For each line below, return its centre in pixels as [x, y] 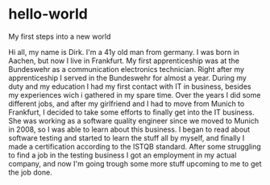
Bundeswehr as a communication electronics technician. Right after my [126, 69]
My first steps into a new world [60, 36]
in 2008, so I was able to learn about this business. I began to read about [129, 129]
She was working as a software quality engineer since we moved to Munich [134, 120]
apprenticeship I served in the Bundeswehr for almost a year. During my [128, 78]
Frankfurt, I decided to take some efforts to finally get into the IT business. [132, 112]
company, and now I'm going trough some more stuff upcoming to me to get [135, 163]
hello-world [48, 14]
